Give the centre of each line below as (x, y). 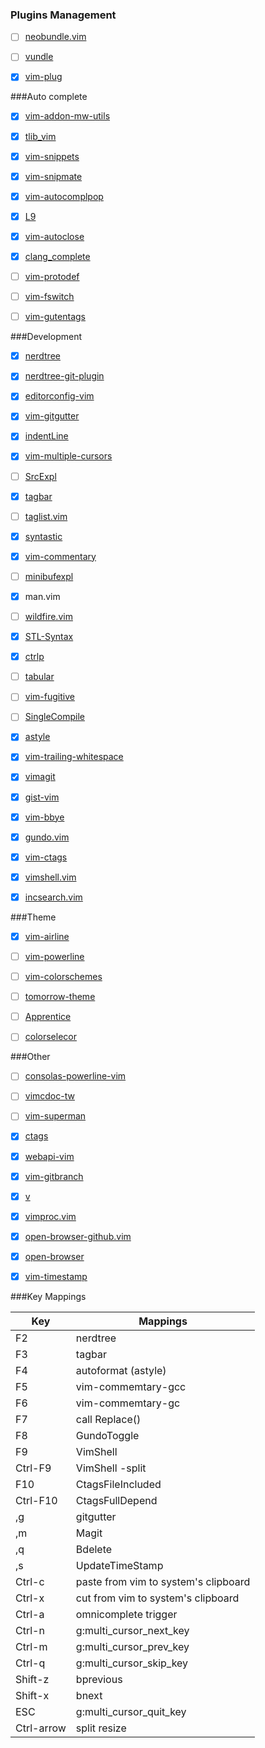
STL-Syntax (49, 637)
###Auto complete (49, 97)
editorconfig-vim (59, 396)
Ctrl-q (30, 1663)
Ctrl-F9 (33, 1468)
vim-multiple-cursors (68, 456)
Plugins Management (63, 15)
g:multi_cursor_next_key (132, 1630)
